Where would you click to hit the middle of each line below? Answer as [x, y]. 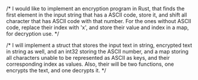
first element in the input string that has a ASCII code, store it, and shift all [97, 15]
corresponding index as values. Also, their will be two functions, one [90, 64]
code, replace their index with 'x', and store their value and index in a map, [98, 27]
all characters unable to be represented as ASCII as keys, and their [88, 58]
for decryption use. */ [33, 34]
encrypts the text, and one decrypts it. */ [56, 70]
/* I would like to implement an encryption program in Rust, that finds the [95, 9]
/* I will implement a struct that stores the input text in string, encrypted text [99, 45]
